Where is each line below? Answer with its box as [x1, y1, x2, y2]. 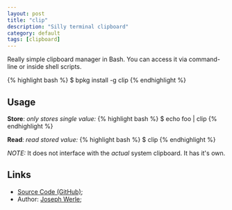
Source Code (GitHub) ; [17, 187, 83, 195]
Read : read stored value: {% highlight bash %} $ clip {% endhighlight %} [7, 135, 216, 143]
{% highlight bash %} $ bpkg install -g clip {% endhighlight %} [7, 76, 186, 84]
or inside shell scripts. [19, 63, 82, 71]
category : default [7, 29, 60, 37]
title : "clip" [7, 17, 49, 24]
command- [188, 55, 221, 63]
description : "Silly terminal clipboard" [7, 23, 129, 30]
